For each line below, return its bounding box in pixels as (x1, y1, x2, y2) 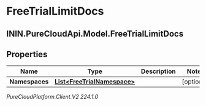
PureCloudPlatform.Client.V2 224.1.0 (6, 93, 99, 101)
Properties (6, 49, 48, 59)
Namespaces (9, 77, 49, 86)
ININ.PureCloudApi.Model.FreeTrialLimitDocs (6, 29, 184, 39)
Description (140, 67, 176, 76)
